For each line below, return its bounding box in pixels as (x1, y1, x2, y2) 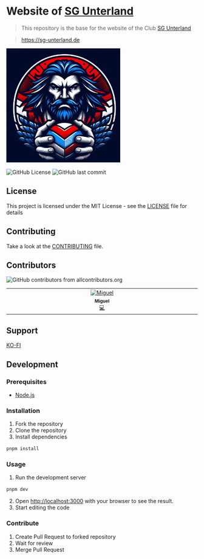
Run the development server (15, 474, 87, 481)
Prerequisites (6, 377, 47, 386)
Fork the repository (15, 420, 64, 428)
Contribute (6, 519, 39, 527)
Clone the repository (15, 427, 67, 434)
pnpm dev (6, 487, 29, 493)
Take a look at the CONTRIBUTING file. (6, 242, 104, 250)
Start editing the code (15, 504, 70, 512)
